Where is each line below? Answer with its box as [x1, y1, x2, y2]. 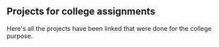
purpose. [6, 32, 33, 40]
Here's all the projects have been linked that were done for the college [6, 24, 212, 32]
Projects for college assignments [6, 6, 156, 18]
